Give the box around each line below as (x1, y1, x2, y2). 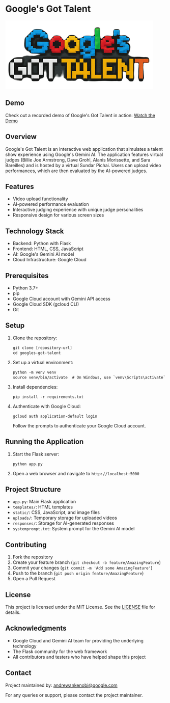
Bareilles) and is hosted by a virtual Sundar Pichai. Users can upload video (5, 162, 161, 168)
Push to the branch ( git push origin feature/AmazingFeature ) (12, 570, 144, 576)
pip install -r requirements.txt (12, 394, 84, 399)
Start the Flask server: (12, 451, 60, 457)
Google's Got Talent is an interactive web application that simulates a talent (5, 146, 163, 152)
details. (5, 609, 21, 615)
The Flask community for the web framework (12, 648, 107, 655)
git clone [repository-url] (12, 345, 72, 350)
